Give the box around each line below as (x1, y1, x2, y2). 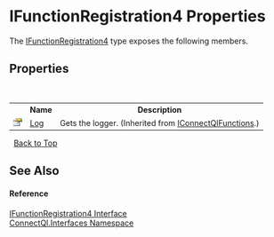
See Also (9, 163, 60, 178)
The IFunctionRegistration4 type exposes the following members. (9, 36, 249, 46)
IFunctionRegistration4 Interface (9, 208, 127, 218)
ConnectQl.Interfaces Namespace (9, 217, 134, 228)
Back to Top (12, 138, 58, 148)
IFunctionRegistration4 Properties (9, 6, 266, 27)
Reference (9, 188, 49, 199)
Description (137, 105, 182, 115)
